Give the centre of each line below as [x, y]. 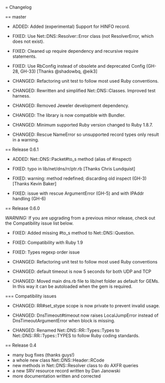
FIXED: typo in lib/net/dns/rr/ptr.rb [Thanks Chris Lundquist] [74, 169]
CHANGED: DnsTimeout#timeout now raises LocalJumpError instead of [85, 315]
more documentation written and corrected [56, 376]
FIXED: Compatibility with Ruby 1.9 [48, 243]
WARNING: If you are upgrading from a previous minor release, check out [80, 218]
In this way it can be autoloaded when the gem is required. [72, 286]
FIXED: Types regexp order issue [46, 252]
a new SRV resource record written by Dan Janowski [66, 371]
